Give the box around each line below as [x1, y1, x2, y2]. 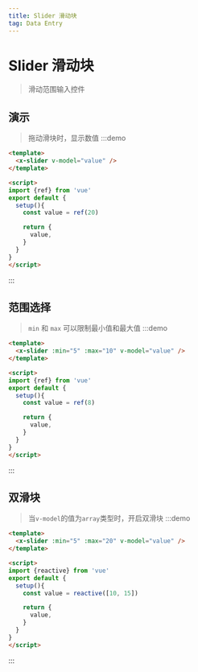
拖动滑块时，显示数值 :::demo [27, 134, 126, 143]
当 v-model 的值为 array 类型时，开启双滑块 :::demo [27, 513, 191, 523]
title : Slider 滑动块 [8, 11, 77, 20]
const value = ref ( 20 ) [23, 208, 99, 217]
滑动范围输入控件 [27, 85, 85, 94]
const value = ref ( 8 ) [23, 399, 95, 407]
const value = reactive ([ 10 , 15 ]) [23, 589, 138, 597]
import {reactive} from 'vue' [8, 567, 110, 575]
